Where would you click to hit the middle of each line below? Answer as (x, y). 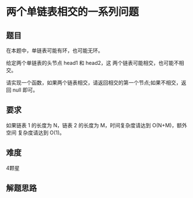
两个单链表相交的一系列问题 (73, 12)
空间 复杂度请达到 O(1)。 (36, 133)
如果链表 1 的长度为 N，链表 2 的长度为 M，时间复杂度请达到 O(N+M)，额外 (97, 125)
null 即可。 (25, 90)
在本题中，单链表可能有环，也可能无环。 (55, 51)
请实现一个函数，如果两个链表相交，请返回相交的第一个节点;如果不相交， (94, 83)
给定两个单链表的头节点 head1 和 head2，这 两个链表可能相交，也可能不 (93, 63)
